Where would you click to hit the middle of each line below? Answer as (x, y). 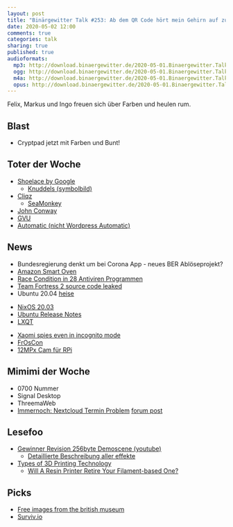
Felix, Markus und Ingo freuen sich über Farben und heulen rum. (99, 104)
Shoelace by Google (46, 181)
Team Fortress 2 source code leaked (70, 286)
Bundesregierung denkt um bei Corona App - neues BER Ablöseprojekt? (120, 263)
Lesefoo (25, 432)
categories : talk (32, 40)
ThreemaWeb (36, 403)
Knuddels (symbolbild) (60, 189)
